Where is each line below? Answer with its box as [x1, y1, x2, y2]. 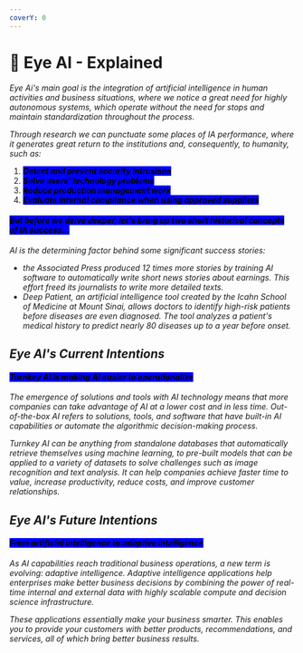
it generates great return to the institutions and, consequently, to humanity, [9, 138, 289, 149]
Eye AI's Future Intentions [9, 513, 158, 528]
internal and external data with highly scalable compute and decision [27, 586, 287, 598]
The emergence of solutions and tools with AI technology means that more [9, 391, 289, 403]
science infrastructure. [9, 596, 95, 607]
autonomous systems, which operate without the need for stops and [9, 101, 265, 112]
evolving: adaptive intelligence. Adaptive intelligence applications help [9, 567, 273, 578]
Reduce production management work [22, 185, 172, 196]
